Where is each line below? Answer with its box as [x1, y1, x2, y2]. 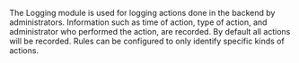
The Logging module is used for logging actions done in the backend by [9, 8, 276, 18]
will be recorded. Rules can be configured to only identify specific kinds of [9, 35, 285, 46]
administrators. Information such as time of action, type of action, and [9, 17, 268, 28]
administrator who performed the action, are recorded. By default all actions [9, 27, 291, 36]
